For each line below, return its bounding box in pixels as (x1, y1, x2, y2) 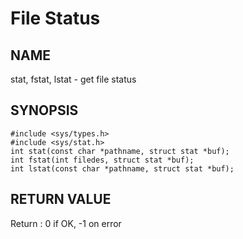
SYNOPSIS (10, 102, 79, 119)
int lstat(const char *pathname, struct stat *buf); (10, 163, 235, 174)
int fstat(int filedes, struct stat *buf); (10, 155, 195, 165)
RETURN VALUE (10, 191, 112, 208)
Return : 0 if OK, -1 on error (10, 217, 122, 229)
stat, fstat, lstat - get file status (10, 73, 137, 85)
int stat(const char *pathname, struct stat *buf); (10, 146, 230, 156)
